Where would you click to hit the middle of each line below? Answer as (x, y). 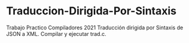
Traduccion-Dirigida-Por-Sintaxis (91, 11)
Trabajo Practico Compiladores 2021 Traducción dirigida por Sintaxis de (95, 27)
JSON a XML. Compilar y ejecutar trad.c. (56, 33)
